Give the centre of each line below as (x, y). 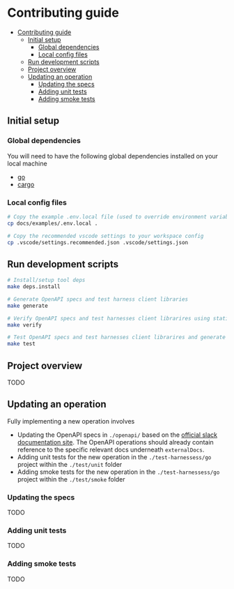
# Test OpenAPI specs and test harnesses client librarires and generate (117, 337)
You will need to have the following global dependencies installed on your (112, 156)
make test (22, 344)
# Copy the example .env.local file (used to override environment (107, 217)
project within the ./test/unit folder (70, 464)
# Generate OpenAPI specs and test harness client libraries (98, 299)
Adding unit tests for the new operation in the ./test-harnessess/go (114, 457)
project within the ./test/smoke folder (71, 479)
